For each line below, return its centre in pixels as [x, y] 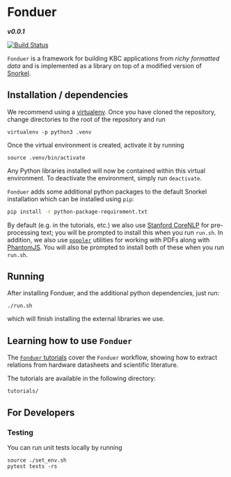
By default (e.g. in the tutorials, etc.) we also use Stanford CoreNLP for [109, 225]
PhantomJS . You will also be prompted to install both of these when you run [116, 247]
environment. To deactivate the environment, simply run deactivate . [105, 178]
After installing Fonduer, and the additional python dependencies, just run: [113, 293]
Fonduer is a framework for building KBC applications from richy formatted [113, 58]
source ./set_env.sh [37, 460]
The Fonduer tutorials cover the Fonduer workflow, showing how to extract [112, 358]
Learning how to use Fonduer [70, 341]
